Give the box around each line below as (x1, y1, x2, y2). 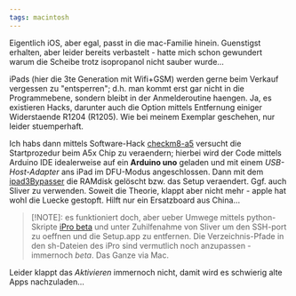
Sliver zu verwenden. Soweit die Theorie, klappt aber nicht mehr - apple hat (9, 185, 287, 196)
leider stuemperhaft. (9, 121, 84, 132)
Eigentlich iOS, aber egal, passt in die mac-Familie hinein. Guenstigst (9, 37, 261, 48)
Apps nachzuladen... (9, 276, 84, 287)
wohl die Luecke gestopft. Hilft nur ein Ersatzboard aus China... (9, 195, 241, 205)
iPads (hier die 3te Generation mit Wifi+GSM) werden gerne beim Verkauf (9, 73, 279, 84)
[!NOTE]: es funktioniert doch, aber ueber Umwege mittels (30, 212, 245, 222)
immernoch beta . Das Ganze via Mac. (30, 250, 170, 260)
